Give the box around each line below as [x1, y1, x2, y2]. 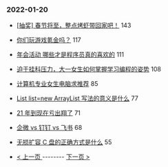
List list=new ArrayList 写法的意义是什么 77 [16, 94, 138, 102]
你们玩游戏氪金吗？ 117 [16, 36, 82, 44]
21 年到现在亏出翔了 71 [16, 109, 81, 118]
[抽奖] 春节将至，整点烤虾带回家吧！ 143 [16, 21, 132, 30]
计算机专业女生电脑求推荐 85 [16, 80, 98, 88]
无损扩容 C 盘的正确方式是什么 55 [16, 138, 112, 146]
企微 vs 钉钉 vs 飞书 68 [16, 124, 83, 132]
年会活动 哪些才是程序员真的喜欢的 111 [16, 50, 125, 59]
